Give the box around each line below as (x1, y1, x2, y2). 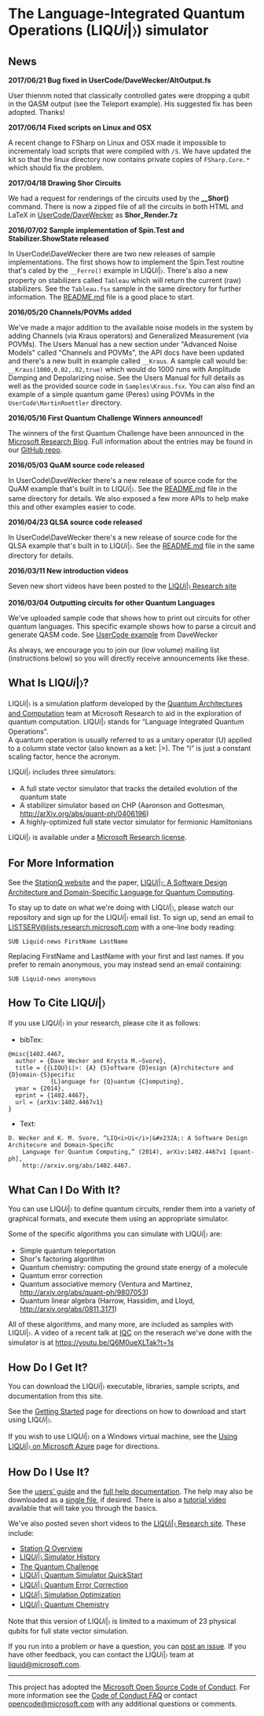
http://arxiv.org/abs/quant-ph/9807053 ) (19, 1287, 149, 1298)
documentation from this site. (8, 1391, 104, 1401)
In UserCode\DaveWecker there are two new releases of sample (8, 249, 216, 258)
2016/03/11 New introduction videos (8, 566, 129, 575)
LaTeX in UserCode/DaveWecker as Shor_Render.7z (8, 210, 178, 219)
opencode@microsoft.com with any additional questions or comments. (8, 1699, 237, 1708)
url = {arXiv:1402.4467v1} (15, 1099, 104, 1107)
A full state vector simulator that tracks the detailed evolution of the (19, 783, 238, 793)
